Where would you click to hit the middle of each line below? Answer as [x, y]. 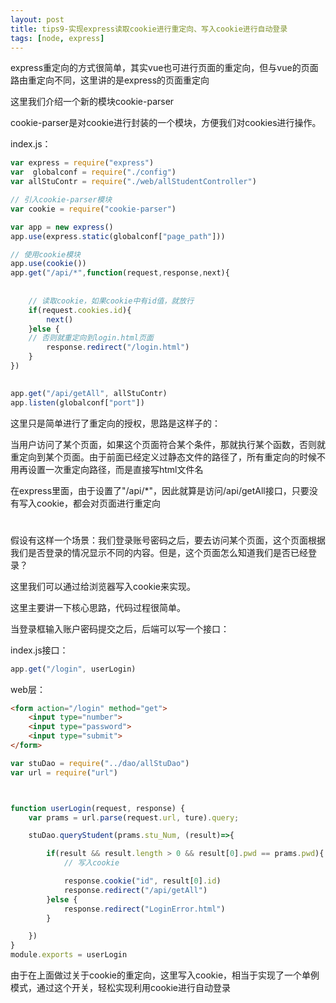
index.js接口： [39, 650]
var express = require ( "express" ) [82, 163]
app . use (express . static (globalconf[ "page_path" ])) [118, 236]
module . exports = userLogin [69, 955]
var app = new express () [62, 227]
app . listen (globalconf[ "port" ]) [77, 402]
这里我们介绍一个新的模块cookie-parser [92, 102]
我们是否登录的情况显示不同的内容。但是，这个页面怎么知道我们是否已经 [159, 552]
